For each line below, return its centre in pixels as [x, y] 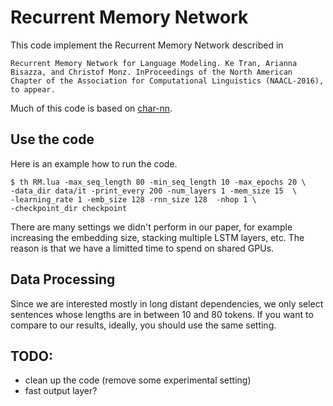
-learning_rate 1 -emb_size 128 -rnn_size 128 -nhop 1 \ [133, 199]
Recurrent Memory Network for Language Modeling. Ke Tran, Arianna [154, 63]
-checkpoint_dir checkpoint [69, 208]
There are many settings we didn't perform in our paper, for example [151, 227]
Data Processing [63, 279]
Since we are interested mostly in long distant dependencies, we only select [167, 303]
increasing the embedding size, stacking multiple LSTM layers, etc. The [157, 237]
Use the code [52, 139]
